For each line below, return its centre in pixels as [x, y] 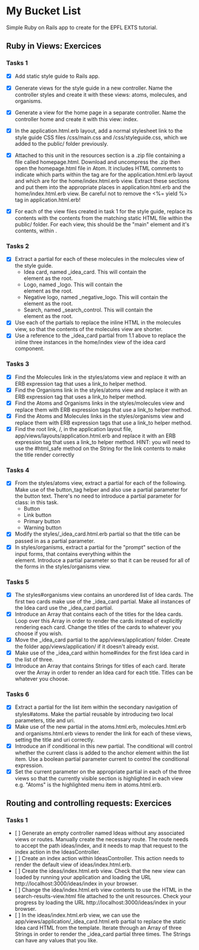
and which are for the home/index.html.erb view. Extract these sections [102, 181]
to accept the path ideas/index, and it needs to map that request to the [101, 846]
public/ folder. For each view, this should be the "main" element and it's [102, 224]
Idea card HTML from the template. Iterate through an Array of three [98, 928]
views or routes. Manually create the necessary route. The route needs [102, 839]
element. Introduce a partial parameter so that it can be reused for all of [102, 560]
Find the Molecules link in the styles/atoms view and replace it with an [100, 377]
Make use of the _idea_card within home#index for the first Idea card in [102, 653]
